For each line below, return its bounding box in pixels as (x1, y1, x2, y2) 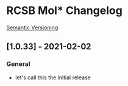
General (6, 60, 30, 68)
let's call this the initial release (15, 74, 91, 81)
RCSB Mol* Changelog (6, 4, 123, 18)
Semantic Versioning (6, 24, 59, 31)
